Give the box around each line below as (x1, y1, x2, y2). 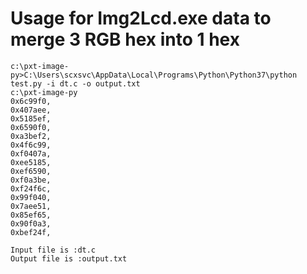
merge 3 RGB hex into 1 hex (10, 28, 240, 51)
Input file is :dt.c (10, 245, 97, 255)
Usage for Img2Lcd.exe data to (10, 7, 272, 30)
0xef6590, (10, 166, 52, 176)
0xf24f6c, (10, 183, 52, 194)
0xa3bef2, (10, 131, 52, 141)
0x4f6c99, (10, 140, 52, 150)
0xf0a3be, (10, 175, 52, 185)
